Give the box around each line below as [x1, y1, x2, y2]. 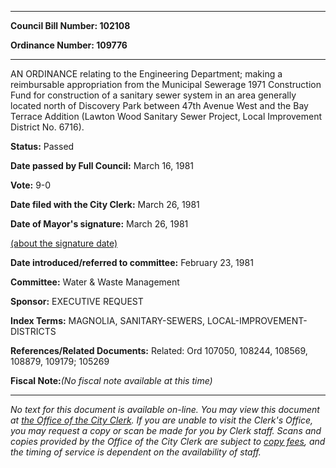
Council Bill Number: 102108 [10, 20, 131, 31]
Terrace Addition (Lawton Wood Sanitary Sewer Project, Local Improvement [10, 111, 323, 122]
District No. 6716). [10, 121, 85, 133]
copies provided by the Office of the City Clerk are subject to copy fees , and [10, 436, 326, 447]
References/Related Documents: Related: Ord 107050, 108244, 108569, [10, 345, 308, 356]
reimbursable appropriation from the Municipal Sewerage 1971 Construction [10, 79, 322, 90]
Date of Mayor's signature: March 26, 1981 [10, 218, 189, 230]
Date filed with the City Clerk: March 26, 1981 [10, 199, 200, 210]
